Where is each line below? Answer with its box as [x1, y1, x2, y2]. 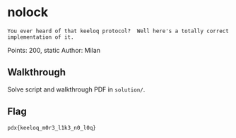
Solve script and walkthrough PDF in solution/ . [7, 85, 146, 94]
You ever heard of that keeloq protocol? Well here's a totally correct [7, 27, 230, 34]
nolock [7, 4, 49, 20]
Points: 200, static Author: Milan [7, 46, 101, 54]
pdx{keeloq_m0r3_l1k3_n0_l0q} [7, 124, 97, 131]
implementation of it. [7, 33, 74, 41]
